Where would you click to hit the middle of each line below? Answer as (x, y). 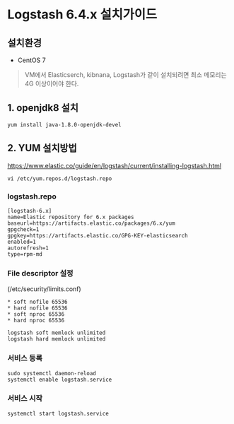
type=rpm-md (25, 254)
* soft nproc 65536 (36, 314)
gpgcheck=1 (23, 229)
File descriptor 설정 (40, 273)
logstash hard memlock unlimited (57, 339)
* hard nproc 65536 (36, 321)
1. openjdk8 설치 (43, 108)
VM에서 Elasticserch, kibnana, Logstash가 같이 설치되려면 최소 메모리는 (126, 75)
